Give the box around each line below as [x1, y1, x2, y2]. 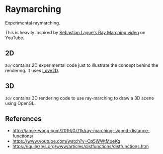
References [5, 114, 42, 123]
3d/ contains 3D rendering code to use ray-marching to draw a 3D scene [5, 95, 154, 101]
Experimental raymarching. [5, 20, 61, 26]
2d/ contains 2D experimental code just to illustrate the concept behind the [5, 62, 159, 68]
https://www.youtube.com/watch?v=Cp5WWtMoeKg [12, 138, 121, 144]
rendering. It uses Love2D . [5, 67, 60, 73]
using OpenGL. [5, 100, 36, 106]
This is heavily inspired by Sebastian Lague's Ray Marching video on [5, 29, 146, 35]
